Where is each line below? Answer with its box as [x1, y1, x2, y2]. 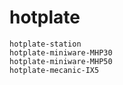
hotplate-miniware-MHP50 [9, 56, 113, 66]
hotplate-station [9, 39, 82, 49]
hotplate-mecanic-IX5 [9, 65, 100, 75]
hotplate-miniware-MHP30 [9, 47, 113, 58]
